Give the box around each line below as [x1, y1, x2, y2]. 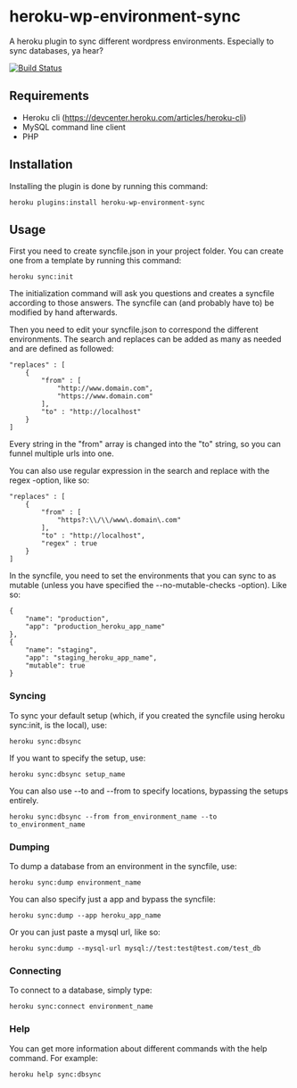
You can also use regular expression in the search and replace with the [9, 466, 270, 477]
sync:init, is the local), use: [9, 719, 107, 730]
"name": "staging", [25, 645, 98, 655]
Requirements [9, 88, 89, 104]
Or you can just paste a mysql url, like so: [9, 926, 161, 937]
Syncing [9, 690, 46, 702]
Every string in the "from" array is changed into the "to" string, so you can [9, 439, 281, 450]
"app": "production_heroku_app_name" [25, 622, 166, 631]
